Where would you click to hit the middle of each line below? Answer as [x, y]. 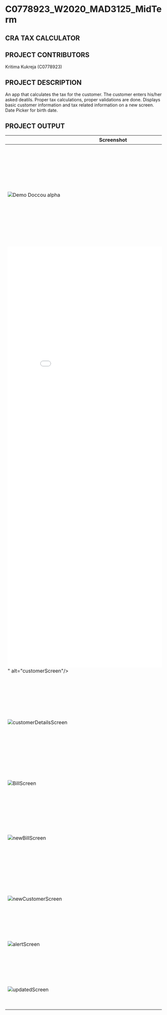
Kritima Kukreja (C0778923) [34, 67]
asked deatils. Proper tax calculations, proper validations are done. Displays [83, 100]
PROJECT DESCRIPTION [43, 82]
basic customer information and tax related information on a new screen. [80, 105]
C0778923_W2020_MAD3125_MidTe [83, 9]
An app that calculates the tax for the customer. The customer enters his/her [83, 94]
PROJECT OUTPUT [35, 126]
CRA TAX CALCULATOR [43, 38]
